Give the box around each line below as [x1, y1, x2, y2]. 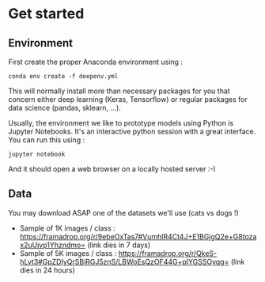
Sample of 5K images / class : [19, 248, 117, 258]
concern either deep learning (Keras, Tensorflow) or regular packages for [8, 95, 248, 103]
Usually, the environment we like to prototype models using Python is [8, 118, 234, 127]
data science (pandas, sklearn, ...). [8, 103, 121, 112]
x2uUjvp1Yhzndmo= [19, 240, 86, 250]
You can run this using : [8, 135, 85, 145]
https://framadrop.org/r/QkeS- [118, 248, 218, 258]
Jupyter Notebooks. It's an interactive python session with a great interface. [8, 127, 256, 136]
